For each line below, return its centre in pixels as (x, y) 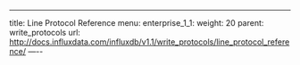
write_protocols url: (45, 32)
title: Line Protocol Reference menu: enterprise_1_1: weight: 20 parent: (137, 23)
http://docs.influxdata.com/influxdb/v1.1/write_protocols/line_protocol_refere (150, 42)
